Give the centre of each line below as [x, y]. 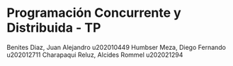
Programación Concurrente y [94, 13]
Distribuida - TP [54, 28]
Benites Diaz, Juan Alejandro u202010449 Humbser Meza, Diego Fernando [116, 47]
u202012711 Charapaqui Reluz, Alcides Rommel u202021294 [95, 55]
